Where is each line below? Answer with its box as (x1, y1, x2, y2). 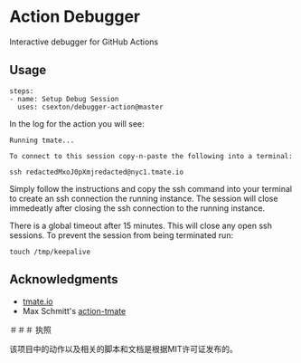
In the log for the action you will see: (9, 118, 145, 129)
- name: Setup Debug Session (9, 94, 119, 103)
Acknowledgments (9, 272, 119, 287)
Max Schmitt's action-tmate (22, 305, 127, 316)
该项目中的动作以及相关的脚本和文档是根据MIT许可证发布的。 (9, 343, 238, 354)
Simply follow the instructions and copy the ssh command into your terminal (9, 183, 292, 194)
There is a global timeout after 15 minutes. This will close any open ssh (9, 220, 273, 231)
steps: (9, 86, 34, 96)
